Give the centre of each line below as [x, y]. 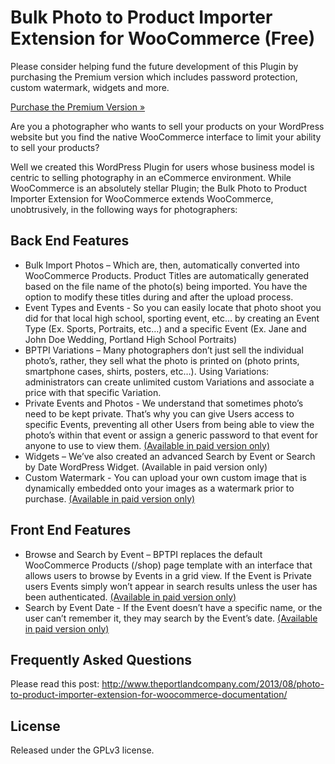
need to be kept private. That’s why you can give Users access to [159, 413]
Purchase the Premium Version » [78, 107]
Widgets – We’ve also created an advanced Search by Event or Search [170, 456]
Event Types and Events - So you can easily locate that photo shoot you [173, 307]
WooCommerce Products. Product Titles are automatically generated [166, 275]
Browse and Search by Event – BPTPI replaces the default [143, 554]
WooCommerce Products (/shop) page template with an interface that [168, 565]
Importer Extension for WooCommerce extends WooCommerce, [142, 198]
